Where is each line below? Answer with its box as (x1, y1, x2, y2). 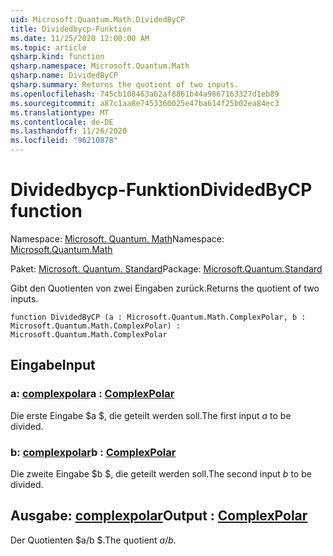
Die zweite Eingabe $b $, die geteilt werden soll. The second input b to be (10, 467, 312, 480)
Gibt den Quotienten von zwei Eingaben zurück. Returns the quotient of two (10, 282, 320, 294)
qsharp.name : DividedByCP (10, 71, 118, 81)
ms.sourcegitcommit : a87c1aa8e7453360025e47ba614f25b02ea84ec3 (10, 98, 280, 108)
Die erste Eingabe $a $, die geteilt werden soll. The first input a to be (10, 409, 292, 421)
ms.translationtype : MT (10, 107, 110, 118)
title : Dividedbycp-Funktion (10, 24, 132, 34)
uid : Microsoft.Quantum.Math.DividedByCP (10, 14, 186, 25)
